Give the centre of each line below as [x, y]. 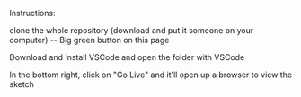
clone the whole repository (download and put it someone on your [132, 30]
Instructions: [32, 13]
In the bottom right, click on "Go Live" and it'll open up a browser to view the [151, 75]
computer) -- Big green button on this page [89, 40]
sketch [22, 84]
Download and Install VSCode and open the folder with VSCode [127, 57]
